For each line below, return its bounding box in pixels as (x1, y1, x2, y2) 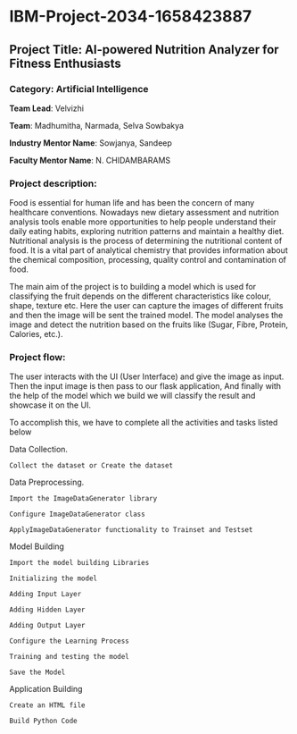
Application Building (9, 684, 83, 695)
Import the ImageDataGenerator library (9, 494, 158, 503)
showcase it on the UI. (9, 400, 92, 410)
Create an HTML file (9, 701, 87, 710)
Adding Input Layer (9, 590, 82, 599)
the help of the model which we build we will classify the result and (9, 391, 256, 401)
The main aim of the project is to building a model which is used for (9, 282, 257, 292)
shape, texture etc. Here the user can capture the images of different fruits (9, 300, 284, 311)
